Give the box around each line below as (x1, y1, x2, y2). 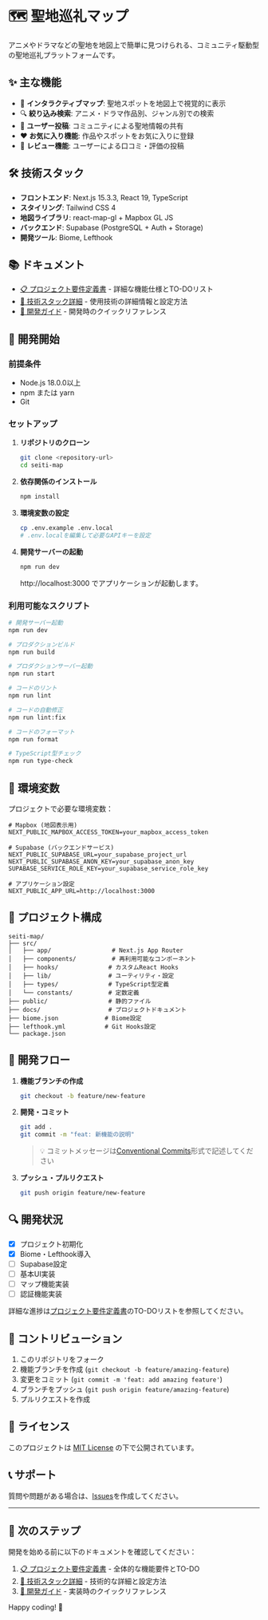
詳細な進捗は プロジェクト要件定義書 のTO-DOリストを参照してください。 (8, 1306, 248, 1316)
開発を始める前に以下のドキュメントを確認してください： (8, 1547, 197, 1556)
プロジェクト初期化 (19, 1239, 84, 1249)
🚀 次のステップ (8, 1524, 81, 1538)
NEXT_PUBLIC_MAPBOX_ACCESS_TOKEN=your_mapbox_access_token (8, 828, 209, 836)
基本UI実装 (19, 1270, 56, 1279)
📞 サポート (8, 1468, 57, 1482)
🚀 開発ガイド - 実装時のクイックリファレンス (19, 1586, 167, 1596)
